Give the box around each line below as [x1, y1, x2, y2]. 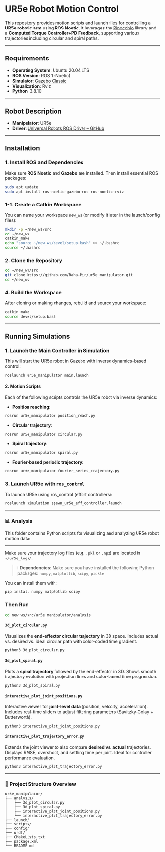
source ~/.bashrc [5, 245, 41, 250]
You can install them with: [5, 580, 57, 586]
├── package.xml [5, 839, 38, 844]
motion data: [5, 536, 31, 542]
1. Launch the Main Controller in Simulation [5, 347, 110, 353]
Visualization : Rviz [12, 83, 51, 89]
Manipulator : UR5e [12, 120, 52, 126]
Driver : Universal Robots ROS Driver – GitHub [12, 125, 105, 131]
